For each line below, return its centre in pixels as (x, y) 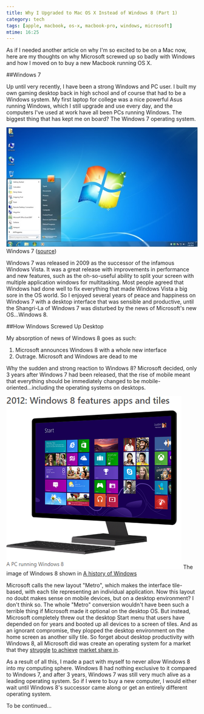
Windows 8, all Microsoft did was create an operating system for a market (99, 643)
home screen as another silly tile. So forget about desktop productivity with (100, 637)
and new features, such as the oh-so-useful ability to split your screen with (100, 276)
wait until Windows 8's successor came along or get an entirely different (97, 688)
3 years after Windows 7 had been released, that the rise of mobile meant (98, 375)
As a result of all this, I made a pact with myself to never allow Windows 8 (98, 662)
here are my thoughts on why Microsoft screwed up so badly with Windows (101, 57)
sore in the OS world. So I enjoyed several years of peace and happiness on (101, 296)
